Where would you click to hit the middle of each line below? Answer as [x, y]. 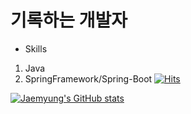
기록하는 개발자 [69, 20]
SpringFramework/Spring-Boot [88, 78]
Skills [36, 48]
